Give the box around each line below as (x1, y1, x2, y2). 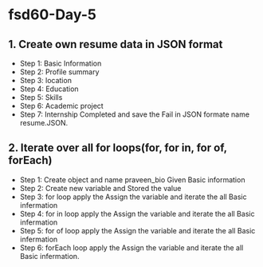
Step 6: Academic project (19, 102, 104, 110)
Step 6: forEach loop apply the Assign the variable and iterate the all (19, 242, 244, 253)
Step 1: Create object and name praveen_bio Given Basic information (19, 174, 245, 185)
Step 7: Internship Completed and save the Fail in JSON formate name (19, 110, 249, 119)
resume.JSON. (19, 118, 69, 127)
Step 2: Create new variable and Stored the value (19, 183, 182, 193)
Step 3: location (19, 76, 72, 85)
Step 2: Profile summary (19, 67, 100, 77)
